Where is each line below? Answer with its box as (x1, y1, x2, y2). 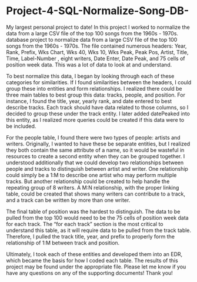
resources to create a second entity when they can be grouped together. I (6, 152, 185, 160)
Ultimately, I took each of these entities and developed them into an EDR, (6, 250, 183, 257)
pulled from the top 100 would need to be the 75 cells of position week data (6, 214, 189, 221)
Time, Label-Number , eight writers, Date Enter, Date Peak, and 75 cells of (6, 55, 185, 62)
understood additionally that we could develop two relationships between (6, 159, 184, 166)
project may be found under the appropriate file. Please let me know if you (6, 263, 186, 270)
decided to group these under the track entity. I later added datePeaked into (6, 110, 190, 117)
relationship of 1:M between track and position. (6, 239, 120, 246)
